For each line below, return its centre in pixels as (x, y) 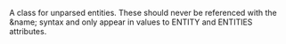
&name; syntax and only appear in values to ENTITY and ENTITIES (131, 22)
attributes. (28, 31)
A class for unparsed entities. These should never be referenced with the (143, 13)
